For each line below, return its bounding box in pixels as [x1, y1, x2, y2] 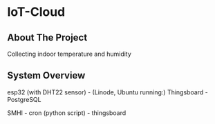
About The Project [7, 32, 88, 43]
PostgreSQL [7, 95, 41, 103]
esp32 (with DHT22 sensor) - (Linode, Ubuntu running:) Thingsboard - [7, 87, 209, 96]
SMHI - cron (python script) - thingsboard [7, 108, 127, 117]
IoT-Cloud [7, 4, 66, 20]
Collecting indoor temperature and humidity [7, 50, 131, 58]
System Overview [7, 70, 86, 81]
